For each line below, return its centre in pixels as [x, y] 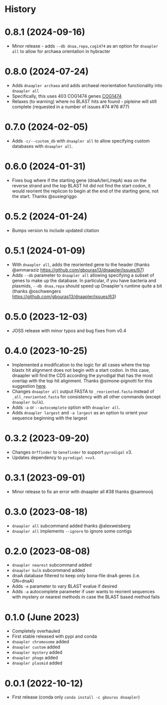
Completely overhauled [36, 631]
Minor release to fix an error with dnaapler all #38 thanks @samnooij [82, 492]
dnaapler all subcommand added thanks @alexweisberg [71, 526]
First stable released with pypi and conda [54, 636]
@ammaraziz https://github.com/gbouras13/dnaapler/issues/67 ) [78, 270]
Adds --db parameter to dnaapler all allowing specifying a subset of [83, 275]
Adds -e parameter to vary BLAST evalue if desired [64, 586]
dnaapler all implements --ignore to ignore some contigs [72, 531]
